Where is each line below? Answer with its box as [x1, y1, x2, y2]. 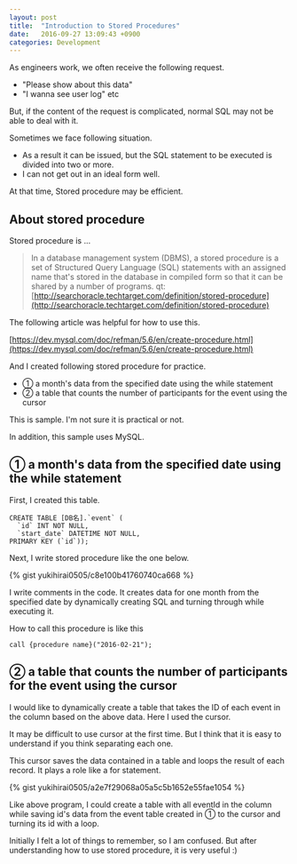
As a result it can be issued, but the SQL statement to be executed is [21, 150, 273, 161]
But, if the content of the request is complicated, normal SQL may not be [9, 106, 274, 116]
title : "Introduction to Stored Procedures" [9, 21, 180, 30]
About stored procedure [9, 212, 145, 227]
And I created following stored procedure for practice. [9, 361, 207, 372]
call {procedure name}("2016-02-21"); [9, 640, 152, 649]
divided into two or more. [21, 159, 114, 170]
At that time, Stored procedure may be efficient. [9, 186, 184, 196]
